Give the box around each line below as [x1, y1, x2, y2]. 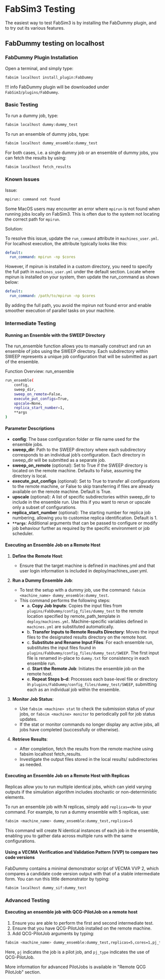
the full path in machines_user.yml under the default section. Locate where [5, 269, 155, 275]
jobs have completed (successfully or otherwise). [19, 726, 120, 732]
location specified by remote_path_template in [27, 613, 120, 619]
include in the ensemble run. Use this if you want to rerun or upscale [12, 499, 151, 505]
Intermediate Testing [5, 320, 56, 327]
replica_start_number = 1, [14, 406, 65, 411]
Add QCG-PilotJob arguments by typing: [12, 930, 94, 936]
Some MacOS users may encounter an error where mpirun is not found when [5, 206, 160, 212]
